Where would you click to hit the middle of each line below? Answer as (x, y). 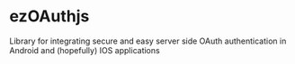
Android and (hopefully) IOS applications (85, 50)
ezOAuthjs (49, 16)
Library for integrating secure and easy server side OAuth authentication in (148, 41)
